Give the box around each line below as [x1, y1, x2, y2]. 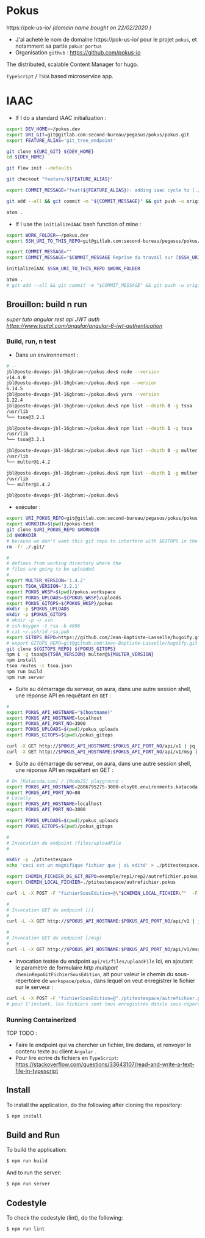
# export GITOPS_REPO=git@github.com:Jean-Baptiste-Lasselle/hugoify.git [6, 640, 198, 646]
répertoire [15, 977, 41, 984]
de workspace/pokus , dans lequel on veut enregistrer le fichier [41, 977, 195, 984]
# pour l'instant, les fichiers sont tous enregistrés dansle [6, 1001, 168, 1007]
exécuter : [15, 503, 41, 511]
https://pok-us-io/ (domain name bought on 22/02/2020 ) [6, 24, 151, 31]
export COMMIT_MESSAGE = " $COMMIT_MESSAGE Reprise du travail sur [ [6, 254, 179, 261]
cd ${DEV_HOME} [6, 154, 45, 160]
